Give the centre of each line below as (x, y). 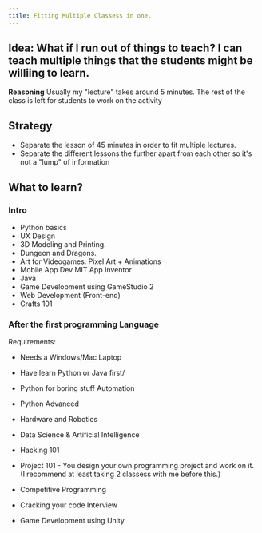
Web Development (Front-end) (70, 295)
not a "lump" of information (65, 162)
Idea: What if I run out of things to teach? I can (125, 48)
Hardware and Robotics (59, 420)
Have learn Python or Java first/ (72, 373)
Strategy (30, 126)
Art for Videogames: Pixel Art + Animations (90, 261)
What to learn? (46, 187)
